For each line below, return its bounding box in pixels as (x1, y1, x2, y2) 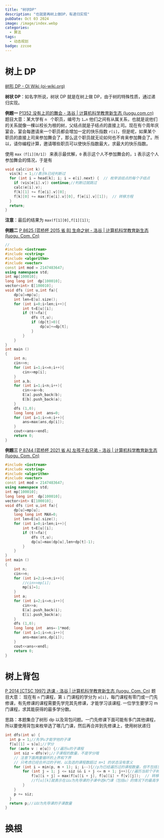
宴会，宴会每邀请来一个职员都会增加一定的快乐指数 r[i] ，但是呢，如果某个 (5, 128, 156, 134)
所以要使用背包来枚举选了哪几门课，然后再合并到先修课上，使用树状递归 (5, 723, 150, 729)
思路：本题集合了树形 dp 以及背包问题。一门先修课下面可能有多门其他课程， (5, 717, 159, 723)
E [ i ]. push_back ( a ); (22, 612, 62, 617)
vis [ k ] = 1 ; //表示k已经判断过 (9, 172, 66, 176)
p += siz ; (14, 792, 34, 796)
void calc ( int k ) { (5, 167, 45, 172)
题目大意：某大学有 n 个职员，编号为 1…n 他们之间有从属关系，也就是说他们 (5, 116, 158, 122)
